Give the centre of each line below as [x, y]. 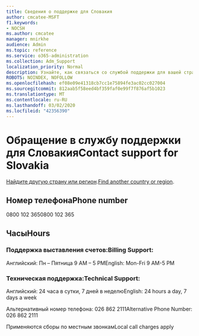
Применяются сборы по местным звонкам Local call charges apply [90, 327]
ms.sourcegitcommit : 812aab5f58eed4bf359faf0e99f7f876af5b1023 [86, 89]
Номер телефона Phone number [67, 200]
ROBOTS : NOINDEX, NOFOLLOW [39, 78]
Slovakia [28, 165]
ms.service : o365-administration [47, 56]
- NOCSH [16, 28]
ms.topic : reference [32, 50]
